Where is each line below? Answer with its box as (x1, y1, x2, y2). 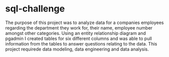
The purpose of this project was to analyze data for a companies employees (5, 19, 164, 25)
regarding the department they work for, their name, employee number (5, 24, 153, 30)
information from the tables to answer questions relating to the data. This (5, 40, 157, 46)
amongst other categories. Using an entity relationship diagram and (5, 30, 146, 36)
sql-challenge (5, 3, 65, 14)
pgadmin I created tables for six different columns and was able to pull (5, 35, 152, 41)
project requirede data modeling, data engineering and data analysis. (5, 46, 149, 52)
